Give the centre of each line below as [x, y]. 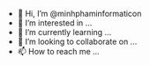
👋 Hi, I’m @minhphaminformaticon [79, 14]
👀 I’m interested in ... [55, 23]
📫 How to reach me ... [58, 51]
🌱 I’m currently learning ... [64, 32]
